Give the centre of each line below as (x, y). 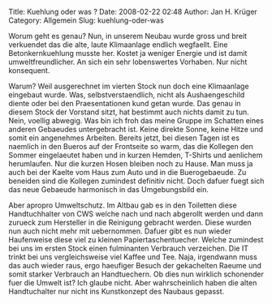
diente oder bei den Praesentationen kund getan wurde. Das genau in (125, 103)
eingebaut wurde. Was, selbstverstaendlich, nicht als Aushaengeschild (127, 95)
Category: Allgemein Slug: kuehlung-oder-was (86, 20)
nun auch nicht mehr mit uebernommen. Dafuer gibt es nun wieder (120, 231)
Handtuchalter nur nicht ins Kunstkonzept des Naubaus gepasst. (117, 291)
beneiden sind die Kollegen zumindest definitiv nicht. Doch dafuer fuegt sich (136, 181)
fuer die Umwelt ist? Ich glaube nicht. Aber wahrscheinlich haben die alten (133, 283)
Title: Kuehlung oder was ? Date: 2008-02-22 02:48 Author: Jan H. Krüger (133, 12)
